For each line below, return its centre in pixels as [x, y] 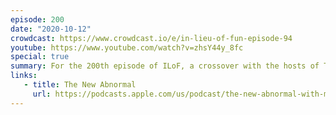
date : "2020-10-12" [51, 29]
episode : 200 [37, 19]
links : [24, 76]
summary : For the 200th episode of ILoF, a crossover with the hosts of [165, 66]
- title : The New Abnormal [80, 85]
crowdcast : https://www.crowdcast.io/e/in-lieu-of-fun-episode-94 [151, 38]
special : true [40, 57]
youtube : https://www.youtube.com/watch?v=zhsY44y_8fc [127, 47]
